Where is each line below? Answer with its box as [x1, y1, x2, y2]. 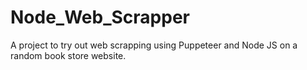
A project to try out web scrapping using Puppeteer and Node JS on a [10, 39, 298, 51]
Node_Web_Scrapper [10, 6, 190, 29]
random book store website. [10, 49, 127, 61]
